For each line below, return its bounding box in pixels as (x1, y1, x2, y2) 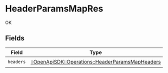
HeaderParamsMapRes (5, 3, 103, 14)
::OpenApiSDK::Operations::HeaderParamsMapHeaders (30, 58, 161, 65)
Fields (5, 34, 25, 42)
